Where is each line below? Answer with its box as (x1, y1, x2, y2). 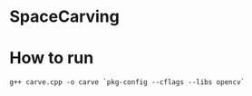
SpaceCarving (9, 6, 120, 27)
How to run (9, 48, 94, 69)
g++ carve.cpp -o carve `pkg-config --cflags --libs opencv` (9, 78, 246, 87)
